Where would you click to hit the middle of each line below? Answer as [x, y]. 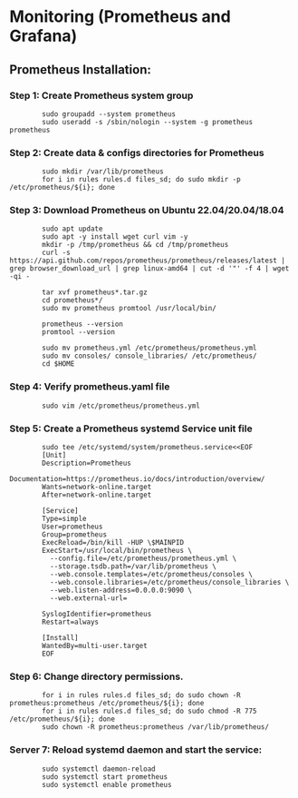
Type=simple [65, 519]
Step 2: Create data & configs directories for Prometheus [137, 153]
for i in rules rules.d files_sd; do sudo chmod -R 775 [149, 711]
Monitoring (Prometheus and [120, 17]
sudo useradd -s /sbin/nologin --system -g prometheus [148, 122]
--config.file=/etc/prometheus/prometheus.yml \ [143, 559]
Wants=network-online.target [97, 488]
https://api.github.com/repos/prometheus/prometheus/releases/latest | [147, 261]
